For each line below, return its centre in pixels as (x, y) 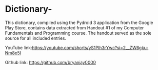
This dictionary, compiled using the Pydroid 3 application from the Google (79, 23)
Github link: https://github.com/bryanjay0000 (50, 62)
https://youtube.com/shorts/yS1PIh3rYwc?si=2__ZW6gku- (90, 47)
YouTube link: (19, 47)
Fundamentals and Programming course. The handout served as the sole (78, 33)
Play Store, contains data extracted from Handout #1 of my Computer (75, 27)
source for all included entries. (36, 38)
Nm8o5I (13, 53)
